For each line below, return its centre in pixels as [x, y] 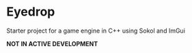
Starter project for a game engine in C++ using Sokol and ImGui [96, 31]
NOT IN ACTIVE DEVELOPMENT [52, 43]
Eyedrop [31, 12]
